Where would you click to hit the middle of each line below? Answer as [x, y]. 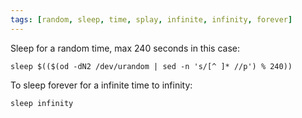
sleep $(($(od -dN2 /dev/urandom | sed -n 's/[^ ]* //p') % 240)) [151, 66]
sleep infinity [42, 103]
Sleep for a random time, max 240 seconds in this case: [125, 48]
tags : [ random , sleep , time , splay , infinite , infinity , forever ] [151, 19]
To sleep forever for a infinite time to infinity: [101, 85]
